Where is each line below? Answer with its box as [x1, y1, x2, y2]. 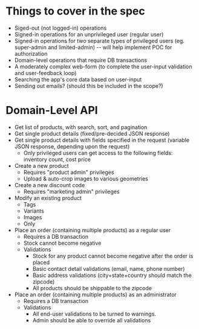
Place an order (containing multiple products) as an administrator [14, 291, 177, 298]
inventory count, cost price [23, 156, 91, 163]
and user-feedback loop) [14, 69, 77, 76]
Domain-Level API [5, 104, 98, 118]
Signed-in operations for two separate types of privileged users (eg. [14, 37, 185, 44]
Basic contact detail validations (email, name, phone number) [32, 265, 185, 272]
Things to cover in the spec [5, 4, 146, 18]
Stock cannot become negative [23, 239, 102, 247]
